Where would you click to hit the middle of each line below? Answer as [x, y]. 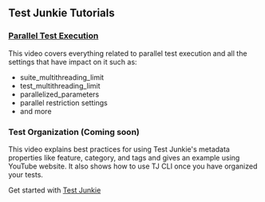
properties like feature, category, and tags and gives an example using [124, 157]
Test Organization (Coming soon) [74, 132]
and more [36, 111]
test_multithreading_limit [60, 85]
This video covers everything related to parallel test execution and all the [128, 53]
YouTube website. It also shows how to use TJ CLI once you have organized [133, 166]
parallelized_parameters [59, 94]
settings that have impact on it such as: [73, 61]
